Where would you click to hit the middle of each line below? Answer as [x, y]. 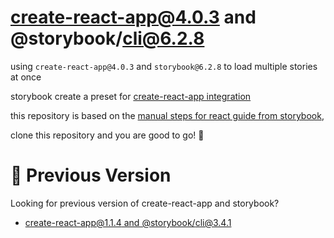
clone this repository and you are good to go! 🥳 [107, 135]
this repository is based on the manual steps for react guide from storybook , [167, 115]
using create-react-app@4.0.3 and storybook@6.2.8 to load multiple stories [164, 66]
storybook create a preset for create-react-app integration [131, 96]
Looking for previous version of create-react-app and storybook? [145, 203]
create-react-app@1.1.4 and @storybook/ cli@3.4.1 [128, 222]
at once [26, 77]
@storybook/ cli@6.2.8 [107, 38]
